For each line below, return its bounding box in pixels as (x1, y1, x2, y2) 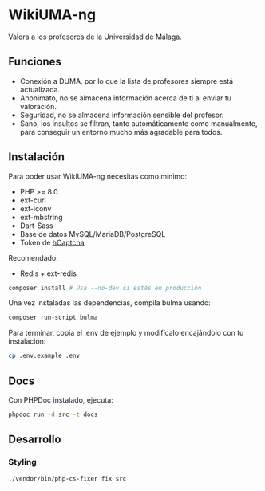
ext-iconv (19, 203, 52, 213)
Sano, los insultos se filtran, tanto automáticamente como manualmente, (19, 118, 258, 128)
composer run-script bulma (8, 313, 98, 322)
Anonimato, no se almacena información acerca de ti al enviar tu (19, 93, 232, 103)
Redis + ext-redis (19, 269, 77, 278)
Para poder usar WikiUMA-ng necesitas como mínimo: (8, 171, 188, 181)
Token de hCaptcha (19, 238, 85, 247)
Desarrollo (8, 433, 61, 446)
